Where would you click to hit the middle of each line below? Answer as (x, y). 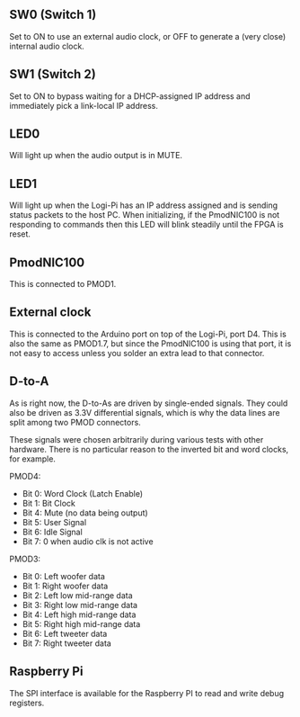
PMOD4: (25, 476)
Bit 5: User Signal (54, 522)
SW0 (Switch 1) (53, 15)
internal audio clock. (47, 46)
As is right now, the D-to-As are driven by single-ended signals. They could (149, 403)
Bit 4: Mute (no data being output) (85, 513)
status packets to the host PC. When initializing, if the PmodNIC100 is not (145, 215)
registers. (27, 703)
